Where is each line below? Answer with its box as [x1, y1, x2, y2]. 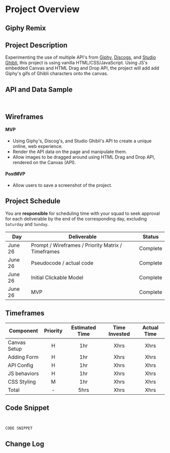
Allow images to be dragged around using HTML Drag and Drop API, [12, 154, 155, 160]
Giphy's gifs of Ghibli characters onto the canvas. [5, 70, 108, 77]
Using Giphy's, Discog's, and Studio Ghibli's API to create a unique [12, 138, 152, 144]
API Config [8, 361, 34, 368]
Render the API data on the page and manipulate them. [12, 148, 127, 155]
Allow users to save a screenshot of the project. [12, 182, 112, 188]
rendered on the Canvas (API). [12, 159, 76, 165]
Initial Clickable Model [31, 274, 83, 281]
